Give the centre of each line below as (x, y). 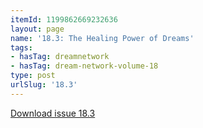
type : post (33, 76)
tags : (21, 47)
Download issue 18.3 (53, 113)
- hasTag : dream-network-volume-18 (84, 66)
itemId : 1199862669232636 (64, 19)
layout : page (37, 29)
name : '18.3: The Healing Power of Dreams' (102, 38)
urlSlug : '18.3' (44, 85)
